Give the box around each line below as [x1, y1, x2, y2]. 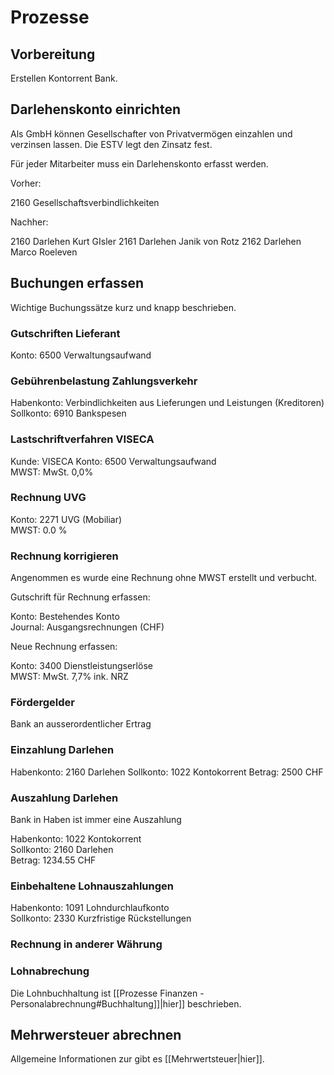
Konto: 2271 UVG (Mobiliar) [10, 513, 123, 525]
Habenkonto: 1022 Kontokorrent [10, 833, 142, 845]
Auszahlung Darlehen [10, 791, 119, 805]
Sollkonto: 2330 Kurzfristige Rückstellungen [10, 912, 192, 925]
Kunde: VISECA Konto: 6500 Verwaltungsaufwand [10, 455, 217, 467]
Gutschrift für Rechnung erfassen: [10, 591, 151, 603]
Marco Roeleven [10, 246, 78, 258]
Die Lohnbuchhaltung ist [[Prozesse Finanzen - [10, 987, 205, 999]
